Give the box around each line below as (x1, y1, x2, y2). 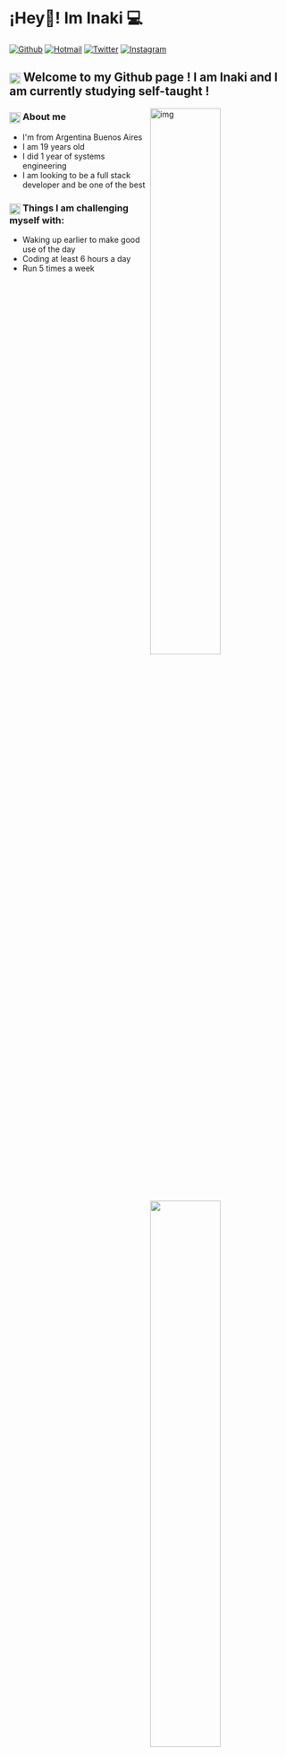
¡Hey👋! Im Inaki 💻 (9, 8, 143, 29)
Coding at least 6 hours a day (21, 253, 131, 264)
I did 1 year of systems (21, 151, 105, 162)
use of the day (21, 244, 76, 255)
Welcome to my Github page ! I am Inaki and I (22, 70, 279, 85)
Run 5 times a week (21, 263, 96, 273)
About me (21, 110, 67, 123)
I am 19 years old (21, 142, 85, 152)
